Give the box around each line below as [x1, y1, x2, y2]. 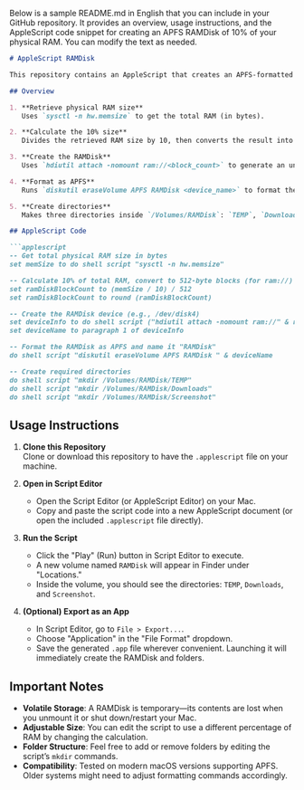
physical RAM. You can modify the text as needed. [9, 36, 197, 47]
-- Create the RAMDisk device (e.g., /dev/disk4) [9, 309, 201, 319]
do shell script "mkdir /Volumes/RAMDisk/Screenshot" [9, 393, 217, 402]
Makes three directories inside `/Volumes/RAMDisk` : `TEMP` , [21, 210, 257, 220]
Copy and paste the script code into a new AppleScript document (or [35, 506, 293, 517]
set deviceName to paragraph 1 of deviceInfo [9, 326, 184, 336]
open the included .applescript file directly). [35, 515, 204, 526]
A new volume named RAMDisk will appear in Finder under [35, 560, 250, 571]
